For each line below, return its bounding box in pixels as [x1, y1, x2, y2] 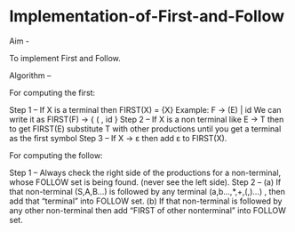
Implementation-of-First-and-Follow [9, 6, 285, 27]
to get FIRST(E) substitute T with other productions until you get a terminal [9, 123, 282, 134]
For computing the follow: [9, 149, 104, 161]
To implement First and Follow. [9, 52, 122, 63]
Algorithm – [9, 69, 52, 81]
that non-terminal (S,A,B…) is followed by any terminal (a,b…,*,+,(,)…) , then [9, 186, 286, 196]
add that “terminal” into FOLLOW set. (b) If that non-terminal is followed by [9, 196, 283, 206]
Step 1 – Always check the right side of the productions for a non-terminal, [9, 167, 282, 178]
